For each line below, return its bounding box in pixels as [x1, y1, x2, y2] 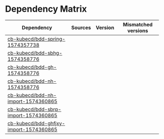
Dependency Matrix [5, 3, 87, 15]
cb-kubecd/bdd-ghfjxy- [7, 120, 65, 127]
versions [127, 27, 148, 34]
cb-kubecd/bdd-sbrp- [7, 106, 61, 113]
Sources [71, 24, 91, 31]
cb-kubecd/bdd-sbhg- [7, 49, 62, 56]
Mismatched [123, 21, 153, 28]
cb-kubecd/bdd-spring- [7, 35, 66, 42]
